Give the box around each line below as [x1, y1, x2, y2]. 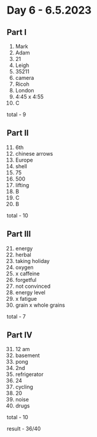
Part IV [7, 330, 33, 340]
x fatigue [15, 295, 37, 302]
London [15, 87, 34, 94]
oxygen [15, 264, 34, 271]
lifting [15, 181, 30, 188]
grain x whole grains [15, 301, 66, 309]
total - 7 [7, 313, 26, 320]
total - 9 [7, 111, 26, 118]
